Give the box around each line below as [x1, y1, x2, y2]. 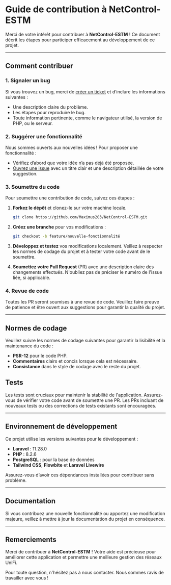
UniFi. [5, 559, 18, 566]
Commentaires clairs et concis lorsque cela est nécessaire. [12, 358, 138, 364]
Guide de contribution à [5, 4, 107, 15]
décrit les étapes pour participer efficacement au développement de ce [5, 37, 155, 43]
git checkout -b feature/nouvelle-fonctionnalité [12, 234, 121, 239]
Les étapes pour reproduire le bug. [12, 109, 85, 115]
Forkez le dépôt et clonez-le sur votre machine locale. [12, 205, 127, 211]
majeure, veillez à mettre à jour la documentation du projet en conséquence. [5, 516, 165, 522]
